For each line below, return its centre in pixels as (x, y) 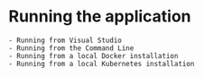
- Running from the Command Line (71, 48)
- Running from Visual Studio (65, 40)
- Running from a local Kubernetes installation (102, 64)
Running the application (100, 17)
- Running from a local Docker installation (93, 56)
